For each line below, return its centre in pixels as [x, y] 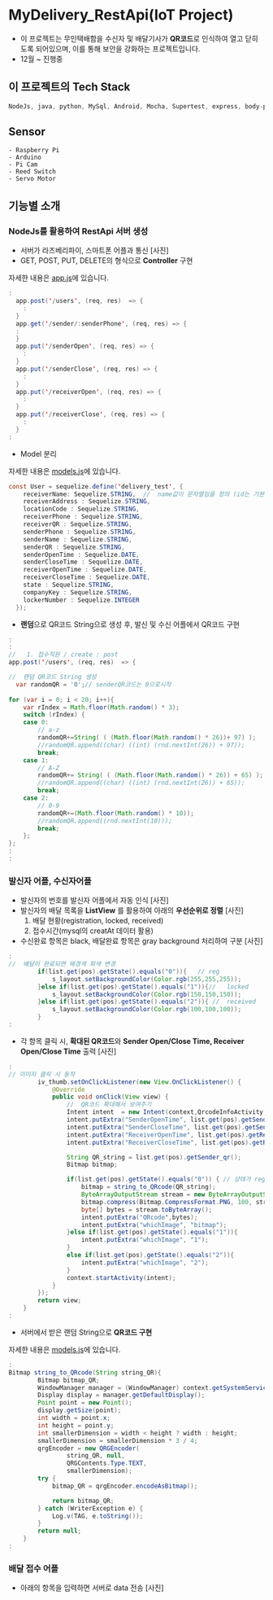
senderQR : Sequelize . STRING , [74, 547]
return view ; [60, 1300]
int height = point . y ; [76, 1425]
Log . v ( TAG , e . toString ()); [97, 1516]
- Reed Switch [32, 172]
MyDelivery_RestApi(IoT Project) [121, 15]
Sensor [27, 132]
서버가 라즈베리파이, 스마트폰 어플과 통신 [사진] [94, 251]
